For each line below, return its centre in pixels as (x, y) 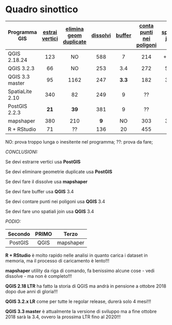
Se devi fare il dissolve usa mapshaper (47, 181)
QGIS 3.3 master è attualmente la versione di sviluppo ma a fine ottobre (81, 311)
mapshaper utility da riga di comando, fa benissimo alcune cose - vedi (80, 271)
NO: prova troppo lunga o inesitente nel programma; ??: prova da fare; (79, 141)
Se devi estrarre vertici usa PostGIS (43, 161)
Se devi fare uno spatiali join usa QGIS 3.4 (50, 211)
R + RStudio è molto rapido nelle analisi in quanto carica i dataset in (77, 255)
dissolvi (101, 35)
